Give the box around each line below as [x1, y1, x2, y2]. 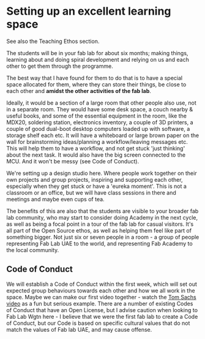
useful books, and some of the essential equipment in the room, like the [6, 112, 187, 119]
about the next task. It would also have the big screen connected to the [6, 151, 185, 158]
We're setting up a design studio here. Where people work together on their [6, 169, 197, 177]
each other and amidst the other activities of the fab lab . [6, 87, 152, 94]
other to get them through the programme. [6, 62, 113, 70]
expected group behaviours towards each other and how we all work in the [6, 286, 195, 294]
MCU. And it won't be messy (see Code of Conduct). [6, 157, 140, 165]
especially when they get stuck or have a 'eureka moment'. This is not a [6, 182, 187, 190]
